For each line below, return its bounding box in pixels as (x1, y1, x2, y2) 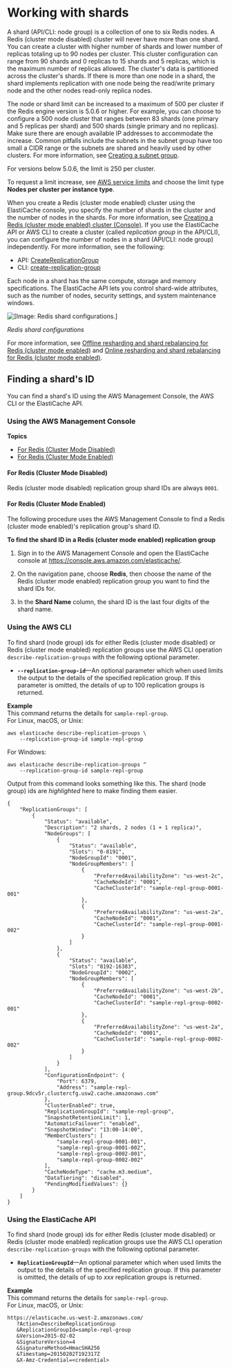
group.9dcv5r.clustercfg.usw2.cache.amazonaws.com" (7, 1089, 159, 1097)
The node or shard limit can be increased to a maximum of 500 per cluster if (7, 99, 224, 108)
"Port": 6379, (56, 1078, 97, 1085)
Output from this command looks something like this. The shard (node (7, 779, 206, 788)
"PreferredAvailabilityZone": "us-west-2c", (93, 872, 224, 880)
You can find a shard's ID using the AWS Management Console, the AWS (7, 391, 214, 400)
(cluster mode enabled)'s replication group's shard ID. (7, 523, 161, 531)
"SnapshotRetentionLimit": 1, (43, 1114, 131, 1121)
